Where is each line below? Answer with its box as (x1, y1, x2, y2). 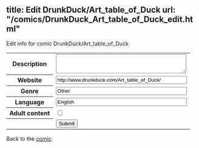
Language (15, 98, 44, 107)
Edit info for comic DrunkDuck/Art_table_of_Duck (6, 39, 129, 47)
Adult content (9, 109, 50, 118)
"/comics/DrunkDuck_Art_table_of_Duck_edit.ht (6, 15, 193, 25)
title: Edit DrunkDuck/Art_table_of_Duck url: (6, 5, 176, 15)
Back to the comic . (6, 135, 53, 142)
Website (17, 76, 42, 84)
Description (12, 60, 47, 69)
